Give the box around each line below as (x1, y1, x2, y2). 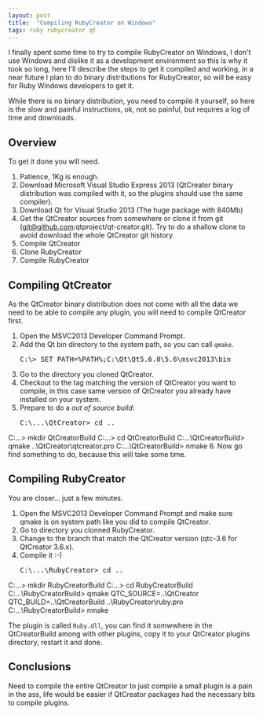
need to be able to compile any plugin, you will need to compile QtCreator (8, 308, 247, 317)
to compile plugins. (8, 698, 70, 707)
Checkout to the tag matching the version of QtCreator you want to (19, 378, 236, 387)
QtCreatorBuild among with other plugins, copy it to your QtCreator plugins (8, 628, 250, 638)
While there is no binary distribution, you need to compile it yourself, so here (8, 96, 255, 106)
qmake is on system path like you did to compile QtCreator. (19, 517, 210, 526)
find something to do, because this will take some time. (8, 450, 187, 459)
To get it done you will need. (8, 157, 100, 166)
